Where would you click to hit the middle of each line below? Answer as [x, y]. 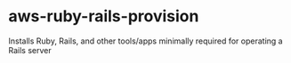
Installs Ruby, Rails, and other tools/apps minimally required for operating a [145, 41]
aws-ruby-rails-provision [104, 16]
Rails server [30, 50]
